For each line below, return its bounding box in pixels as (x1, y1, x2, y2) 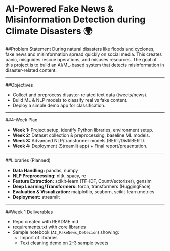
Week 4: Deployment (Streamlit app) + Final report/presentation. (12, 143, 148, 149)
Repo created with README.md (12, 218, 78, 224)
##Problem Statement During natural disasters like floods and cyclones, (5, 46, 155, 52)
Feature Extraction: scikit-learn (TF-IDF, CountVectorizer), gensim (12, 178, 152, 184)
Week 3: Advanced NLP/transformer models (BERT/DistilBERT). (12, 137, 146, 143)
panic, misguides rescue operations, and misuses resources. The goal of (5, 56, 157, 62)
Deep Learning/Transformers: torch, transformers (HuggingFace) (12, 183, 151, 189)
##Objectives (5, 81, 33, 88)
